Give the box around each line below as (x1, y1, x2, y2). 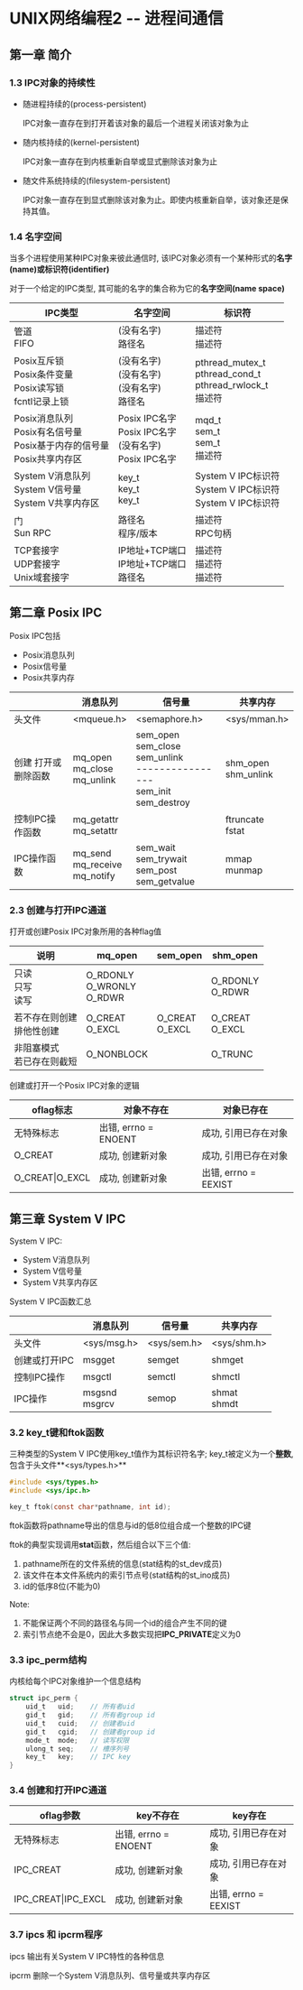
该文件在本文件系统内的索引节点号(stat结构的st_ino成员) (22, 1569, 231, 1580)
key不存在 (136, 1810, 180, 1822)
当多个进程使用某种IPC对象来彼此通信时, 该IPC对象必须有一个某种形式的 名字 (9, 253, 293, 264)
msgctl (82, 1371, 112, 1384)
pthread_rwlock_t (195, 379, 269, 392)
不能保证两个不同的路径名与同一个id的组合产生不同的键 (22, 1617, 227, 1629)
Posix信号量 (22, 661, 68, 671)
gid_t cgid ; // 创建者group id (25, 1727, 155, 1736)
